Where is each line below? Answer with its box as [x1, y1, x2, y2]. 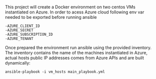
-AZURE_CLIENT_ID [5, 24, 40, 28]
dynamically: [5, 60, 31, 66]
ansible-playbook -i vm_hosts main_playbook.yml [5, 69, 105, 74]
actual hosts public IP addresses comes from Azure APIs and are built [5, 55, 144, 61]
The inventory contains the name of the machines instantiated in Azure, [5, 50, 148, 55]
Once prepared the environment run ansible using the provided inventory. [5, 45, 152, 50]
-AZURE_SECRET [5, 28, 34, 33]
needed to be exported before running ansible [5, 14, 97, 20]
